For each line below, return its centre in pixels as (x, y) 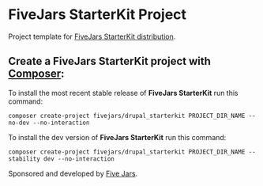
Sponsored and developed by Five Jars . (73, 173)
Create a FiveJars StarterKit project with (110, 61)
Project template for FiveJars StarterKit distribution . (92, 36)
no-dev (19, 123)
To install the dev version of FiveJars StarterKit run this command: (117, 137)
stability (24, 159)
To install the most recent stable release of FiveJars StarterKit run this (123, 93)
